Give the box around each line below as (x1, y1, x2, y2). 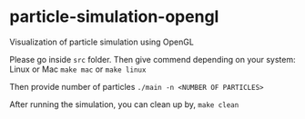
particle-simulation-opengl (9, 6, 219, 27)
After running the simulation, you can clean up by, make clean (9, 98, 239, 110)
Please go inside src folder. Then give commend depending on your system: (9, 54, 296, 64)
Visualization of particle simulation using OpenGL (9, 36, 194, 47)
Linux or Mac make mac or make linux (9, 64, 147, 74)
